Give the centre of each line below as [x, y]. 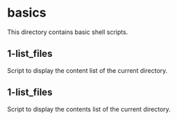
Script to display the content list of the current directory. [87, 70]
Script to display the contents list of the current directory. [89, 109]
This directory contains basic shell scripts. [68, 32]
